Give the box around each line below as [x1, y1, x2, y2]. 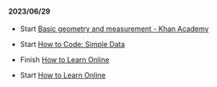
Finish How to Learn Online [19, 55, 110, 65]
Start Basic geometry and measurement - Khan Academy [19, 24, 210, 34]
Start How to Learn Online [19, 70, 106, 80]
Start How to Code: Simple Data [19, 40, 126, 49]
